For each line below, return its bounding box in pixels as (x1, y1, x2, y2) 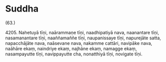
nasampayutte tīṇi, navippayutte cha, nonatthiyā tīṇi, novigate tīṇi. (5, 51, 143, 57)
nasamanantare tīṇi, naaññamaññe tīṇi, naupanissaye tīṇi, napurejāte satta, (5, 35, 161, 41)
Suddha (5, 3, 39, 15)
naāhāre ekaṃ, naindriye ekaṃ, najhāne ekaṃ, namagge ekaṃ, (5, 45, 137, 51)
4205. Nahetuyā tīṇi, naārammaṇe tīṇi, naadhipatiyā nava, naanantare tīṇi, (5, 29, 159, 35)
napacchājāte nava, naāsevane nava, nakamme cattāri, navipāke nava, (5, 40, 153, 46)
